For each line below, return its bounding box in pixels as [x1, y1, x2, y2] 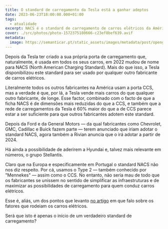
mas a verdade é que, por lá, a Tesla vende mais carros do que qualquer [5, 89, 154, 95]
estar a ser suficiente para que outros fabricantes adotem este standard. [5, 111, 155, 117]
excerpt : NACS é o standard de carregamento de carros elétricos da [5, 26, 151, 31]
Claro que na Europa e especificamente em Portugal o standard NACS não [5, 161, 158, 167]
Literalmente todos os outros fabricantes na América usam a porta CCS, [5, 84, 153, 90]
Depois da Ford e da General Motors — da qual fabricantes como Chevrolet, [5, 120, 162, 126]
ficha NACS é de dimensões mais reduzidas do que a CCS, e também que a [5, 100, 161, 106]
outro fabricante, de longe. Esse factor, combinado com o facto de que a [5, 95, 155, 101]
